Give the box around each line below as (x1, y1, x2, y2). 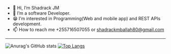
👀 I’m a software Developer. (12, 10, 71, 16)
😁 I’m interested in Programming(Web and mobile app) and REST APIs (12, 16, 161, 21)
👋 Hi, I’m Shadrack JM (12, 5, 60, 11)
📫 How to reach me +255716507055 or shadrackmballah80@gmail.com (12, 27, 164, 32)
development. (12, 21, 42, 27)
